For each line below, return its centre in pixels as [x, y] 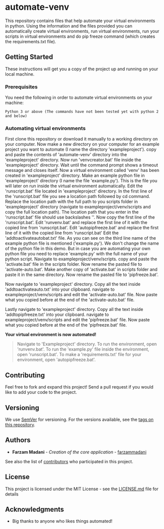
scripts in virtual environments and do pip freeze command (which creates [80, 36]
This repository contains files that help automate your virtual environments [80, 21]
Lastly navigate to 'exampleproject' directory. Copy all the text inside [74, 309]
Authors [18, 440]
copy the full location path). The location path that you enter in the [72, 212]
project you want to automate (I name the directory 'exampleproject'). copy [81, 149]
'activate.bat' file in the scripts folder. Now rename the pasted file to [74, 264]
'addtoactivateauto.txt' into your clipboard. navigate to [60, 289]
